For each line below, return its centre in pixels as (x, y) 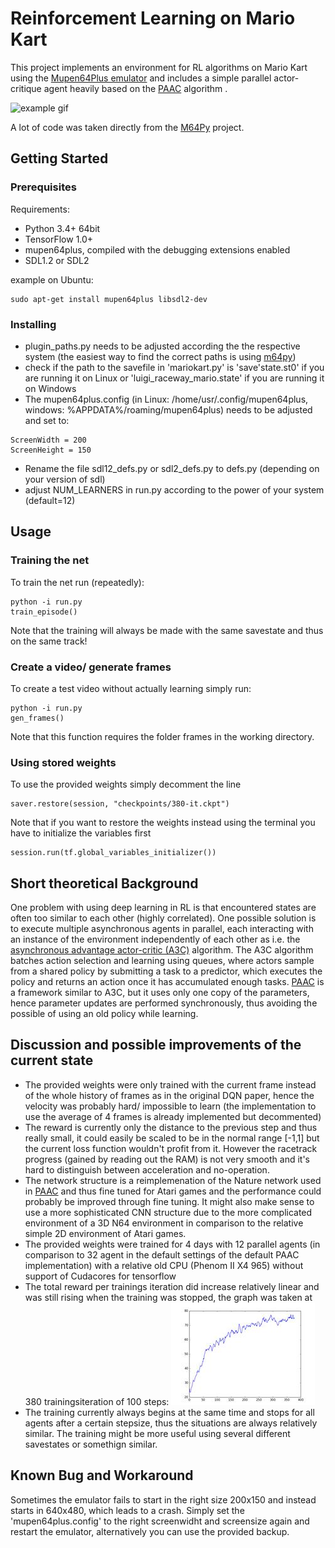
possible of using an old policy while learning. (104, 1014)
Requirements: (40, 209)
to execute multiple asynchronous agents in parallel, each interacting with (162, 929)
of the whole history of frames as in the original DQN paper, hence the (169, 1095)
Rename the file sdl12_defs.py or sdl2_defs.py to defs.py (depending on (172, 468)
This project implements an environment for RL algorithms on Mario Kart (159, 67)
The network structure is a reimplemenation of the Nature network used (173, 1180)
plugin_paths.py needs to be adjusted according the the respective (162, 346)
